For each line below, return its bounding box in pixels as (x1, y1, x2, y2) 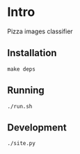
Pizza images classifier (7, 27, 73, 35)
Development (7, 121, 67, 133)
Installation (7, 47, 57, 59)
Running (7, 85, 45, 96)
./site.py (7, 140, 36, 147)
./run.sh (7, 103, 33, 110)
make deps (7, 65, 36, 73)
